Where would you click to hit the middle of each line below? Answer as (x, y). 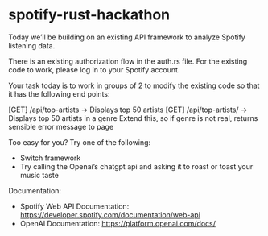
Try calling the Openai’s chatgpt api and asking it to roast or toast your (136, 166)
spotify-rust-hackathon (89, 15)
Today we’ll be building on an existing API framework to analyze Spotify (127, 37)
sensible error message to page (61, 126)
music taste (39, 175)
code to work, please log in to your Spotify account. (94, 69)
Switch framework (50, 158)
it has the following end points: (59, 93)
